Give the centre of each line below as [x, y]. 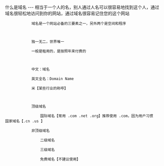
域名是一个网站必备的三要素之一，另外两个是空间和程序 [79, 24]
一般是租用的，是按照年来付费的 [59, 51]
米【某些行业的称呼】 [49, 88]
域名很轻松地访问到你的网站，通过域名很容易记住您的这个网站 [67, 13]
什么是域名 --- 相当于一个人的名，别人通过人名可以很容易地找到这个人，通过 [82, 7]
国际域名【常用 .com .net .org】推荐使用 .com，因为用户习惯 [96, 116]
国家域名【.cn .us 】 [25, 121]
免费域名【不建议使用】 [60, 159]
